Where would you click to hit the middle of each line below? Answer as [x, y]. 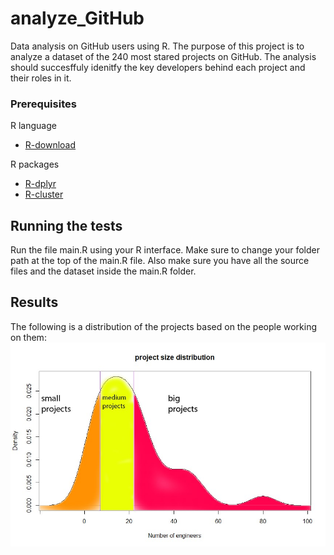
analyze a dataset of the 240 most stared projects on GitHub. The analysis [163, 56]
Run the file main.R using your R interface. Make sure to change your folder [165, 250]
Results [34, 302]
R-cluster [44, 194]
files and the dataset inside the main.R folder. [103, 271]
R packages [35, 164]
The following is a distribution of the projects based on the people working [164, 326]
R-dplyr [40, 184]
